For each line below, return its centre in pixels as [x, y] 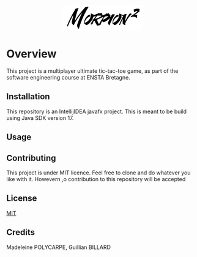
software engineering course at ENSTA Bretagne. [68, 77]
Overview [32, 54]
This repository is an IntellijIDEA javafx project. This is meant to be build [97, 111]
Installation [28, 97]
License [22, 199]
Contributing [31, 158]
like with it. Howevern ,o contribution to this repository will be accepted [96, 179]
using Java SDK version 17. [40, 117]
